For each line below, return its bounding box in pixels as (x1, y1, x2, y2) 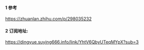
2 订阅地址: (5, 28, 28, 34)
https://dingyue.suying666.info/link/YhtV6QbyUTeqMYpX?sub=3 (5, 39, 139, 45)
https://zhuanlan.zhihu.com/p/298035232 (5, 16, 92, 22)
